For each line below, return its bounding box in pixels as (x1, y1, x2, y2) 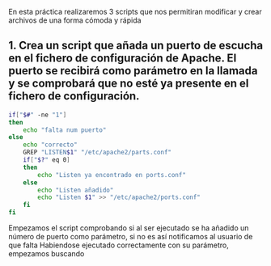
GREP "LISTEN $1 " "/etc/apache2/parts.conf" (23, 149, 172, 157)
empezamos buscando (8, 249, 85, 259)
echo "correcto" (23, 141, 78, 149)
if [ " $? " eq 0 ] (23, 156, 70, 164)
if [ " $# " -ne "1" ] (8, 111, 67, 119)
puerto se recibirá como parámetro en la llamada (8, 64, 258, 78)
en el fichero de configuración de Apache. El (8, 52, 237, 65)
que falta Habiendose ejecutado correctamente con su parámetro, (8, 240, 229, 250)
